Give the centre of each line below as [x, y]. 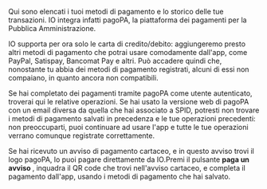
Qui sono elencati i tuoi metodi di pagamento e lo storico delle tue [116, 12]
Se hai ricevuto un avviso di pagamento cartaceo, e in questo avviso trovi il [132, 151]
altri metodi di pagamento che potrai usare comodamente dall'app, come [128, 52]
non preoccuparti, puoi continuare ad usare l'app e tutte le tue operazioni [128, 127]
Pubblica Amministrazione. [52, 28]
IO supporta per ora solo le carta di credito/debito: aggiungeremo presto [127, 44]
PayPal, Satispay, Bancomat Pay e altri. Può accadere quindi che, [115, 61]
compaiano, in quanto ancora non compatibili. [83, 78]
